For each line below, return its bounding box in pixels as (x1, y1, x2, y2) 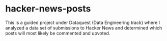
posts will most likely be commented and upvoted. (5, 30, 110, 36)
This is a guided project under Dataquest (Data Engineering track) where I (5, 19, 160, 25)
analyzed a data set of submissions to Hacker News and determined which (5, 24, 162, 30)
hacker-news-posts (5, 3, 91, 14)
